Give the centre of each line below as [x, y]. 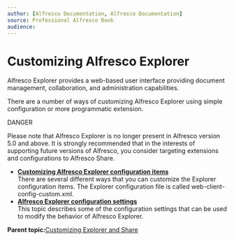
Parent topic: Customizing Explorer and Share [73, 230]
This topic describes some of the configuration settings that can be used [122, 209]
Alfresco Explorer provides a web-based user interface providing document [116, 80]
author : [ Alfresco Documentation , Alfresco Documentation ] [95, 14]
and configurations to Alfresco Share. [61, 159]
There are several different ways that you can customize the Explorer [117, 180]
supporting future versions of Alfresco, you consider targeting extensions [113, 151]
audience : [22, 27]
